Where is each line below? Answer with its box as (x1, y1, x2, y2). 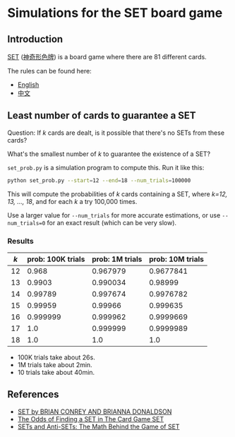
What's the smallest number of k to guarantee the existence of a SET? (7, 150, 210, 158)
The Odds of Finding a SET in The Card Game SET (17, 414, 164, 423)
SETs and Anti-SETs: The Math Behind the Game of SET (17, 422, 180, 431)
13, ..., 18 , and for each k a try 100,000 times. (7, 197, 138, 205)
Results (7, 236, 34, 246)
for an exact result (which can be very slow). (47, 218, 177, 227)
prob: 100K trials (27, 254, 85, 264)
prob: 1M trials (91, 254, 143, 264)
